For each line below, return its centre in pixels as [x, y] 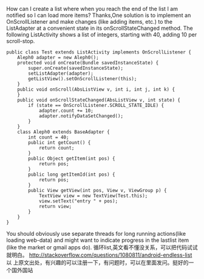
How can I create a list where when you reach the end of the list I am [92, 9]
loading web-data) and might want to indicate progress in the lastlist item [98, 240]
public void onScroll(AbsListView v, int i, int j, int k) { [96, 89]
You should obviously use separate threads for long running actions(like [96, 234]
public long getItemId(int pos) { [72, 174]
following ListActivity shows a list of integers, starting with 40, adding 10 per [102, 35]
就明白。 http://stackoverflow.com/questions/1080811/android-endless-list [99, 255]
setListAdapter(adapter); [61, 74]
